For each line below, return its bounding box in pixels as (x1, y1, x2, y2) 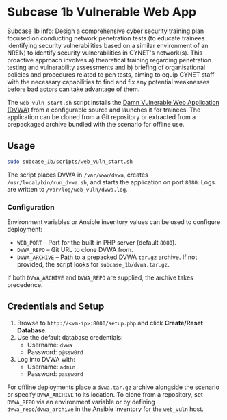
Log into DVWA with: (16, 355, 75, 363)
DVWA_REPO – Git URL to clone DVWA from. (16, 245, 133, 254)
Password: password (27, 369, 83, 378)
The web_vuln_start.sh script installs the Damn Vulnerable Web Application (7, 98, 220, 106)
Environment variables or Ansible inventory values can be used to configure (7, 217, 221, 226)
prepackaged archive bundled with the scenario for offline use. (7, 120, 185, 128)
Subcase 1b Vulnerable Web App (7, 4, 197, 20)
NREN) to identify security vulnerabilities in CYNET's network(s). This (7, 49, 203, 57)
